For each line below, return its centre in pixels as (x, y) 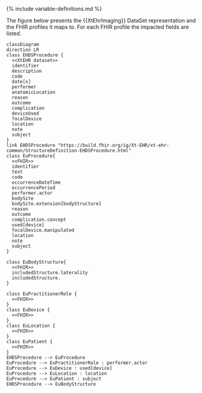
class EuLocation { (31, 326)
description (27, 71)
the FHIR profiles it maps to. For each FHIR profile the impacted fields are (98, 27)
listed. (14, 33)
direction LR (23, 50)
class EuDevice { (28, 310)
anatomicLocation (34, 92)
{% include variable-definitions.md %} (54, 9)
